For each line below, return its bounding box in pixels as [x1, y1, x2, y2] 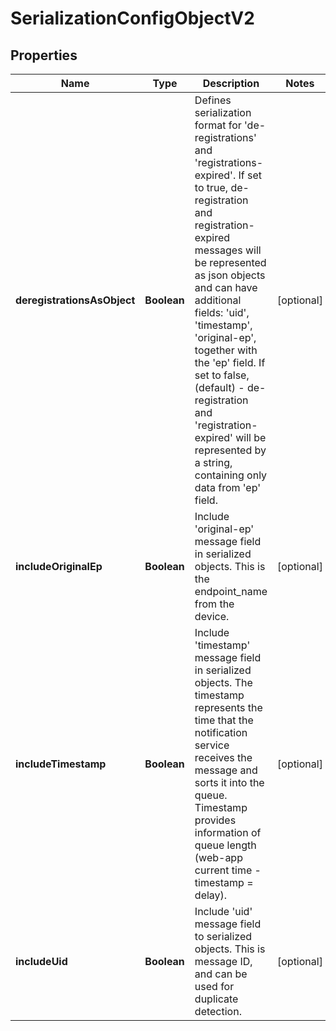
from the [194, 597, 235, 611]
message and [194, 763, 258, 777]
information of [194, 826, 262, 839]
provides [194, 813, 237, 827]
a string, [194, 456, 233, 469]
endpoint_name [194, 585, 268, 598]
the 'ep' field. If [194, 356, 266, 369]
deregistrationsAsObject [15, 293, 136, 307]
